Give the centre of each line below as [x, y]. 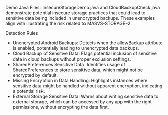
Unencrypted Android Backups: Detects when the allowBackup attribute [88, 43]
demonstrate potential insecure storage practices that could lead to [75, 13]
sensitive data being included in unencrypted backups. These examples [80, 18]
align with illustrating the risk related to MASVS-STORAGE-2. [68, 23]
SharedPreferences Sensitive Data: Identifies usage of [69, 64]
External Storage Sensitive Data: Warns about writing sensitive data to [86, 96]
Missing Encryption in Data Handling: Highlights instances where [80, 80]
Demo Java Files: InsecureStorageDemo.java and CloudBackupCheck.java [83, 7]
